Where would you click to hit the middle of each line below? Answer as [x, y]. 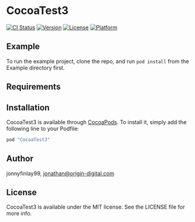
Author [20, 159]
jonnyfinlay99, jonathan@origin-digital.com [60, 173]
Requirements [33, 87]
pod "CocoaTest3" [28, 140]
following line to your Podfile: [43, 128]
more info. [19, 213]
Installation [28, 107]
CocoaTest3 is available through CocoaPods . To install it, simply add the [97, 122]
